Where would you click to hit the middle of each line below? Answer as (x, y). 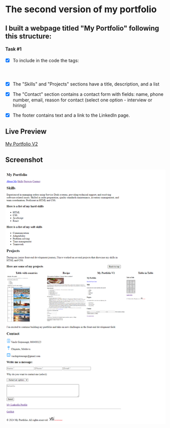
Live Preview (26, 132)
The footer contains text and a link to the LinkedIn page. (71, 115)
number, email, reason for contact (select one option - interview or (82, 100)
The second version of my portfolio (81, 9)
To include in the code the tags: (46, 60)
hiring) (20, 105)
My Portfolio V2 (22, 144)
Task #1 (13, 49)
